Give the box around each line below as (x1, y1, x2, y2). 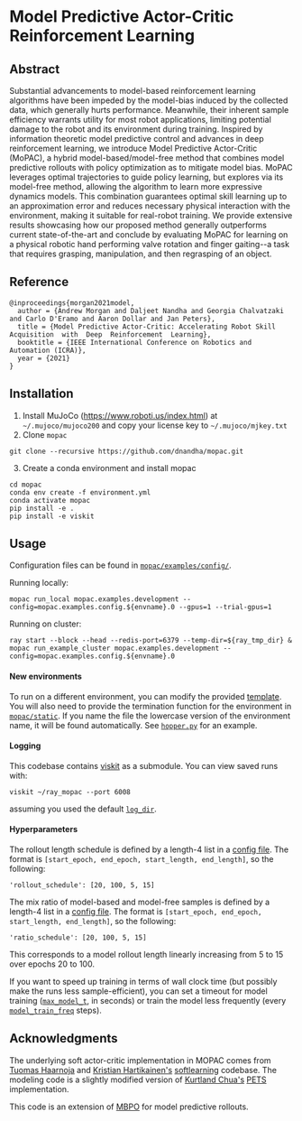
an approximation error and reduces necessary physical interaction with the (9, 200, 291, 211)
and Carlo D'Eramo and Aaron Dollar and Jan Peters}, (9, 314, 216, 323)
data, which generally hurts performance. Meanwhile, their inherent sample (9, 105, 289, 115)
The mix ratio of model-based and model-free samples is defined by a (9, 896, 270, 908)
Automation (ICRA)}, (9, 346, 87, 355)
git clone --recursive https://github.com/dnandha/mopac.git (9, 447, 244, 456)
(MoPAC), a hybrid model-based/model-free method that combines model (9, 153, 285, 163)
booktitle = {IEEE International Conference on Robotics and (17, 338, 252, 347)
